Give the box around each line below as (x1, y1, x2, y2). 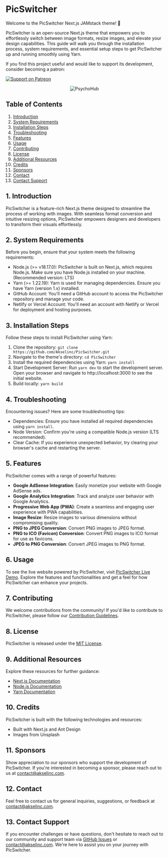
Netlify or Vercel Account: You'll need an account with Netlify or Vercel (12, 301, 159, 307)
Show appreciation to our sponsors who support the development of (5, 759, 147, 765)
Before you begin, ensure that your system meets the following (5, 249, 135, 255)
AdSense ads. (12, 487, 42, 493)
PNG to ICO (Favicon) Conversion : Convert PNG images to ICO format (12, 530, 158, 536)
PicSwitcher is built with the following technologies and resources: (5, 716, 142, 723)
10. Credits (5, 703, 40, 712)
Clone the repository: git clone (12, 345, 78, 351)
